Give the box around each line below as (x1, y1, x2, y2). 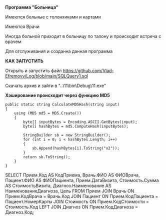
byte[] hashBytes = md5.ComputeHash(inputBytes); (23, 124, 128, 129)
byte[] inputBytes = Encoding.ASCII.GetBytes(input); (23, 119, 137, 124)
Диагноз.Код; (5, 209, 34, 215)
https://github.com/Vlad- (62, 67, 114, 73)
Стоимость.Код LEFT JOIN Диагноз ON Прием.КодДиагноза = (5, 204, 138, 209)
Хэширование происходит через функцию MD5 (5, 92, 110, 98)
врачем (5, 38, 21, 44)
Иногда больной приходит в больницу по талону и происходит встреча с (5, 33, 161, 39)
